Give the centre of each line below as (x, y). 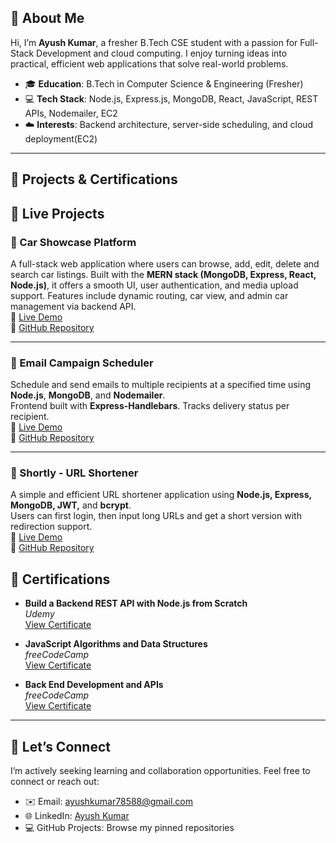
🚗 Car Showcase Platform (73, 242)
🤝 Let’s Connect (60, 746)
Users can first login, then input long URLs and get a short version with (156, 516)
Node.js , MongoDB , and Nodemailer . (88, 395)
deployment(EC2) (61, 138)
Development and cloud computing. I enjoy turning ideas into (162, 53)
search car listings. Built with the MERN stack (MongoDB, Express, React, (163, 274)
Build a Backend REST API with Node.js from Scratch (136, 603)
